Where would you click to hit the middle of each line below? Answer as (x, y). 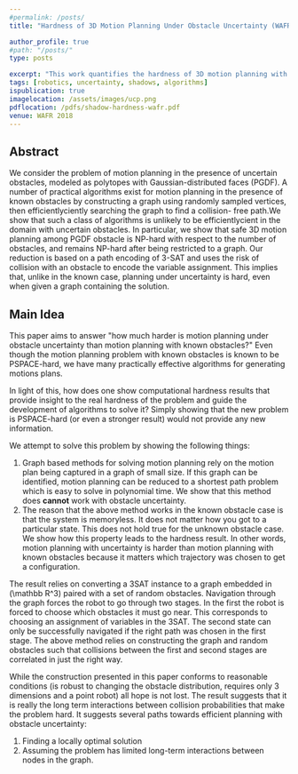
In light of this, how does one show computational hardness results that (140, 391)
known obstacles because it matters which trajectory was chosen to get (153, 557)
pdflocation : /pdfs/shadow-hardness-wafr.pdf (94, 108)
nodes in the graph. (58, 760)
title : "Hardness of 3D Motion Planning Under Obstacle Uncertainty (138, 26)
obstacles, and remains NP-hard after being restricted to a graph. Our (136, 249)
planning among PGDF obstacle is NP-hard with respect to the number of (143, 239)
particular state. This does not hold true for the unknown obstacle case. (153, 529)
